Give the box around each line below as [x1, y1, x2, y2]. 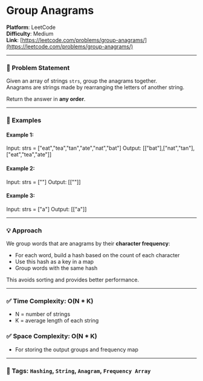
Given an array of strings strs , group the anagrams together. [6, 77, 158, 85]
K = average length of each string [14, 317, 99, 324]
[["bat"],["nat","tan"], [143, 144, 195, 152]
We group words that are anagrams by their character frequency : [6, 240, 170, 248]
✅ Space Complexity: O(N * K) [6, 332, 98, 341]
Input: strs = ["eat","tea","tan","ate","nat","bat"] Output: [6, 144, 142, 152]
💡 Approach [6, 226, 42, 234]
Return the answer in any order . [6, 95, 86, 103]
